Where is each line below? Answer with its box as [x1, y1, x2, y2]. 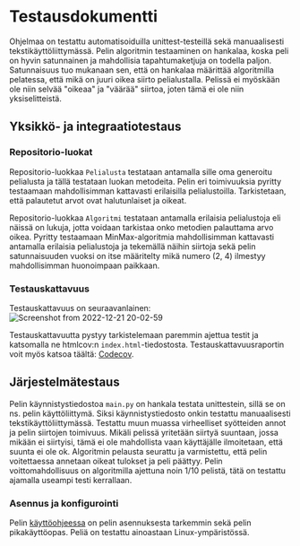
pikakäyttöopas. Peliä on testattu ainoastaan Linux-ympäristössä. [9, 527, 250, 538]
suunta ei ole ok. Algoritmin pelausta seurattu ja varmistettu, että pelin [9, 446, 268, 456]
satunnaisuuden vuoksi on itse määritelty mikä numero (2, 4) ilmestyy [9, 250, 266, 261]
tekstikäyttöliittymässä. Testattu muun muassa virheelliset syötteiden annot [9, 417, 287, 428]
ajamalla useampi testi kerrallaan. [9, 474, 133, 485]
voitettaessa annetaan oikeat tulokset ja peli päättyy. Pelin [9, 455, 223, 466]
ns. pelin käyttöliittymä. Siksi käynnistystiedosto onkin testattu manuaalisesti [9, 408, 291, 419]
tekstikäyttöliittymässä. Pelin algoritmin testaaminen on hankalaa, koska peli [9, 45, 289, 56]
